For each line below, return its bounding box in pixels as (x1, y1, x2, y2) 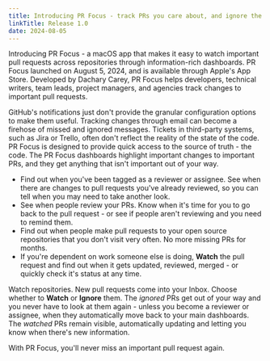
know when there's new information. (8, 328, 130, 338)
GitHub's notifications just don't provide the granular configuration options (8, 107, 256, 117)
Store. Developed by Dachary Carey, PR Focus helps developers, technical (8, 74, 257, 85)
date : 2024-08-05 (8, 27, 67, 35)
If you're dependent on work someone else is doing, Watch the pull (19, 252, 245, 262)
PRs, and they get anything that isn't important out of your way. (8, 159, 219, 169)
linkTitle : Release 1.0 (8, 19, 89, 27)
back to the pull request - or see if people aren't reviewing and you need (19, 209, 262, 219)
